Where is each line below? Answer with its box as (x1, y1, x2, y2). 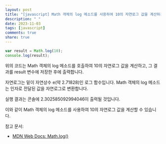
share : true (5, 35, 30, 40)
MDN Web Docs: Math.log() (12, 133, 69, 139)
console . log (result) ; (5, 53, 50, 58)
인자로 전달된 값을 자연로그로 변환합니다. (10, 85, 88, 92)
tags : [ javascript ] (5, 26, 45, 31)
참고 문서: (5, 123, 24, 129)
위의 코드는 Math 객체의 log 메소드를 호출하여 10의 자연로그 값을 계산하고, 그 (5, 62, 153, 68)
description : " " (5, 16, 41, 21)
